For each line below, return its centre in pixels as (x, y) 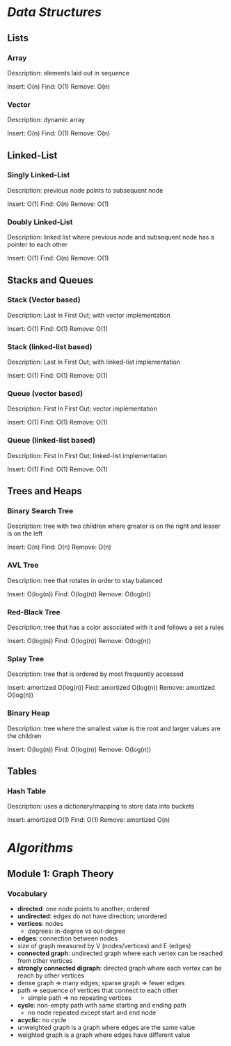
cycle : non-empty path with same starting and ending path (102, 1006)
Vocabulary (27, 893)
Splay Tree (26, 658)
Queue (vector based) (45, 394)
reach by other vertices (51, 975)
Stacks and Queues (50, 280)
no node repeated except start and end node (92, 1012)
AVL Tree (23, 565)
